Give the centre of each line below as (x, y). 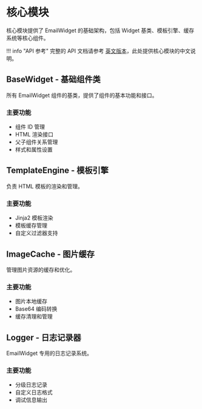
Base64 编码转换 (36, 309)
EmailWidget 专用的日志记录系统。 (49, 353)
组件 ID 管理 (30, 127)
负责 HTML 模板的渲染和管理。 (45, 186)
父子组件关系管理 (36, 142)
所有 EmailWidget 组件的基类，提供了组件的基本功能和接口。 (82, 95)
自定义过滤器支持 (36, 233)
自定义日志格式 (34, 393)
